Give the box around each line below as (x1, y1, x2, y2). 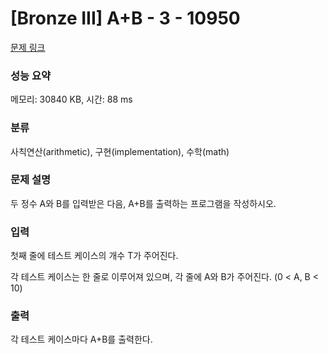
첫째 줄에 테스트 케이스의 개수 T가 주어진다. (10, 250, 179, 262)
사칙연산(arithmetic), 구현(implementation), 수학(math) (10, 145, 230, 157)
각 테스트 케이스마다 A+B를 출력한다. (10, 333, 153, 346)
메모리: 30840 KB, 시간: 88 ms (10, 93, 133, 106)
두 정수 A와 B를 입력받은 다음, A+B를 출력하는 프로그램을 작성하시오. (10, 197, 277, 209)
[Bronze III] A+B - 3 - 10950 (10, 7, 241, 30)
